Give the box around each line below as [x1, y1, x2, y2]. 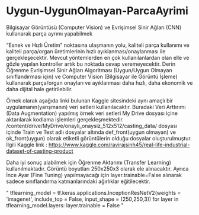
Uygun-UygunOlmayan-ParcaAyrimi [6, 4, 188, 18]
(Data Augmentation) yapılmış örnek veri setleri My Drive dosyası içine [6, 110, 178, 117]
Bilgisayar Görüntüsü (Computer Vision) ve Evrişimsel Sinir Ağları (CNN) [6, 24, 182, 31]
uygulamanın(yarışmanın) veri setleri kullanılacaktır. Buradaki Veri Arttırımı [6, 103, 186, 110]
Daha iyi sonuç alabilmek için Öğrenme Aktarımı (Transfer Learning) [6, 159, 172, 166]
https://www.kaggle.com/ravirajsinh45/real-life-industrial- [48, 141, 190, 148]
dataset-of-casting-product [6, 147, 73, 155]
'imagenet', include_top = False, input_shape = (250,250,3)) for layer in [6, 195, 179, 203]
